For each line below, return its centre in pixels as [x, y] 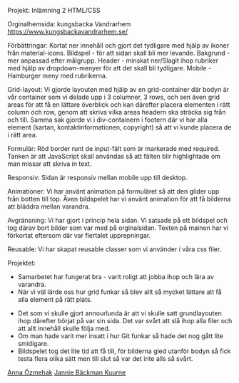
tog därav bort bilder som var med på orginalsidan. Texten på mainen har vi [118, 228]
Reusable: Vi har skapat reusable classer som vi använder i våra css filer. [115, 249]
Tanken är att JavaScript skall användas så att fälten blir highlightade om [114, 156]
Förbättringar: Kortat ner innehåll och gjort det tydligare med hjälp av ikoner [118, 45]
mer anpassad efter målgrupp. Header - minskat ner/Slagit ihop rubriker [113, 61]
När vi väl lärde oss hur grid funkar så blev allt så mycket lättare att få [120, 292]
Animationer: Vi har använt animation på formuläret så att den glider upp [113, 191]
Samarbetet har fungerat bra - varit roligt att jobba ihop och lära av [116, 277]
